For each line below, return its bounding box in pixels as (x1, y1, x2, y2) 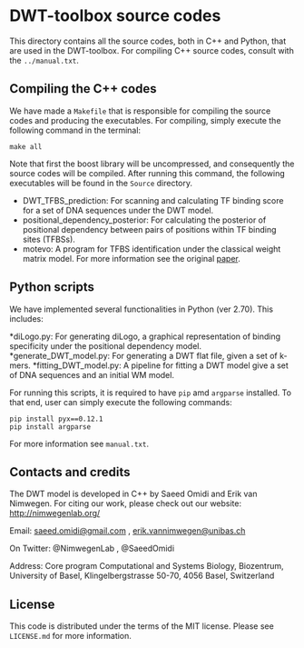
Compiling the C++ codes (9, 81, 157, 96)
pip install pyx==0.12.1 (9, 414, 103, 424)
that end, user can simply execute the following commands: (9, 396, 233, 407)
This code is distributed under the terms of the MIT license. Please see (9, 621, 274, 632)
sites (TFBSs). (22, 234, 75, 244)
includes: (9, 313, 44, 324)
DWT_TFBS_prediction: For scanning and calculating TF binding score (22, 194, 284, 205)
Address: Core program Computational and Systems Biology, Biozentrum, (9, 561, 284, 572)
